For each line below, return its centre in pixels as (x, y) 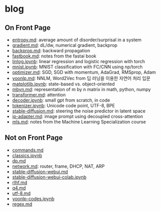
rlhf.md (20, 182)
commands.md (28, 150)
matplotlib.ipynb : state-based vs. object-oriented (63, 84)
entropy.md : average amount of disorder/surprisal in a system (77, 40)
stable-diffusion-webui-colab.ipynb (49, 177)
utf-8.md (21, 193)
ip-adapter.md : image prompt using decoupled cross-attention (77, 116)
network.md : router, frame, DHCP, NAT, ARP (58, 166)
